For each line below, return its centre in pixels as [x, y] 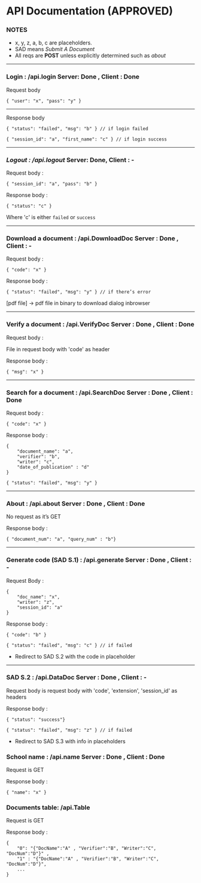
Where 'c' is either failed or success [51, 217]
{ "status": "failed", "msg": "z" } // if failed [69, 730]
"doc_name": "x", [39, 597]
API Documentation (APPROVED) [90, 11]
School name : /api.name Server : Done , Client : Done [86, 756]
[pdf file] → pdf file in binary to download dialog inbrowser [78, 303]
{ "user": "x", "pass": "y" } [44, 101]
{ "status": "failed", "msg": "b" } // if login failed [77, 128]
